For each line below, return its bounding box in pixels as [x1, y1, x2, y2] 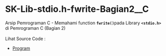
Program [12, 45, 31, 51]
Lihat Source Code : [5, 36, 46, 42]
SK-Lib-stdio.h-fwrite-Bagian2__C [5, 3, 149, 15]
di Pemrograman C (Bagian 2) [5, 25, 66, 31]
